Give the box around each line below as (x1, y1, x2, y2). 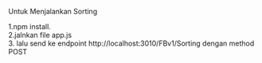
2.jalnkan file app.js (8, 31, 72, 39)
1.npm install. (8, 22, 52, 31)
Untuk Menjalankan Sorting (8, 7, 98, 16)
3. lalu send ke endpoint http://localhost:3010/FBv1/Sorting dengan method (8, 39, 255, 48)
